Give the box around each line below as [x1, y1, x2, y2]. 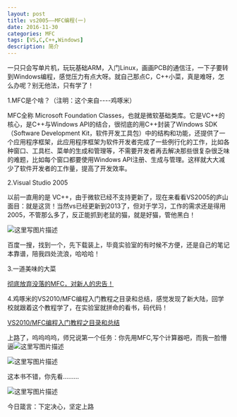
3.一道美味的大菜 [7, 264, 56, 273]
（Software [7, 129, 40, 137]
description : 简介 [7, 43, 59, 50]
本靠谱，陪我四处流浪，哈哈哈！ [7, 249, 100, 258]
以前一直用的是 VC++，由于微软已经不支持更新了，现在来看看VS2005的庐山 [7, 193, 229, 201]
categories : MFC [7, 30, 55, 37]
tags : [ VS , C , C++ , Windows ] [7, 37, 83, 44]
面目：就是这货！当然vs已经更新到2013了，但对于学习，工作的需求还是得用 [7, 202, 226, 210]
